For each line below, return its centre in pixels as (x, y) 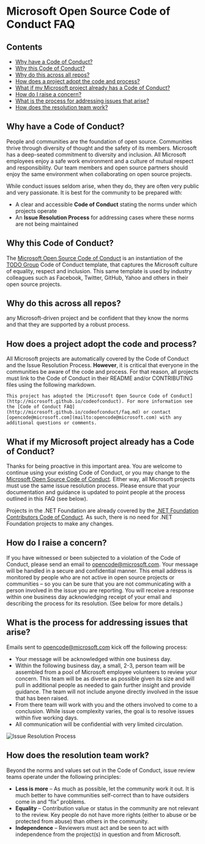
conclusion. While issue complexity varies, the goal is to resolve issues (105, 711)
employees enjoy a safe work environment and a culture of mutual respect (100, 161)
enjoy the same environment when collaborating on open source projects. (99, 174)
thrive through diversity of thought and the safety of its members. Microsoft (102, 148)
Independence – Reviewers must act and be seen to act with (92, 827)
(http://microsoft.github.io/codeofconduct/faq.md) (73, 412)
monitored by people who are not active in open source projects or (91, 577)
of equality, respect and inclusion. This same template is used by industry (99, 271)
